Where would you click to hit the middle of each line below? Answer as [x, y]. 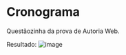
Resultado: [22, 44]
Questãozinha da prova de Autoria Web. [63, 31]
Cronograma [43, 12]
